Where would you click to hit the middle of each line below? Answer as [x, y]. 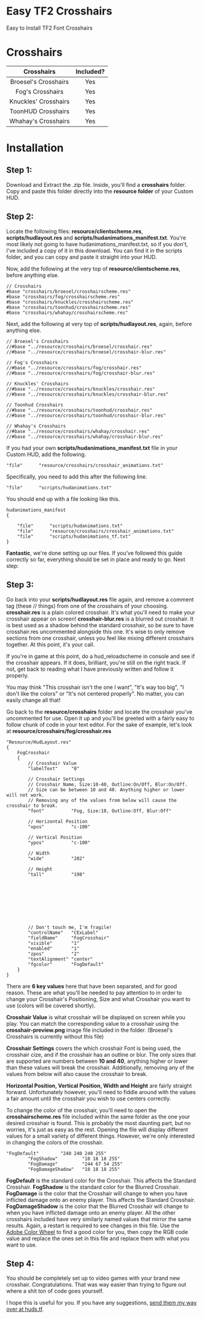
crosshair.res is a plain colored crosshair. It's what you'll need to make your [101, 612]
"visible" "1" [54, 943]
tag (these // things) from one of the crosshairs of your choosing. [87, 605]
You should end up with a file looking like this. [63, 499]
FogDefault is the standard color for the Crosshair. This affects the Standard [101, 1180]
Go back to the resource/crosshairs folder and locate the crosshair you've [99, 711]
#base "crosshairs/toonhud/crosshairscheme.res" [69, 307]
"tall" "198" [56, 874]
